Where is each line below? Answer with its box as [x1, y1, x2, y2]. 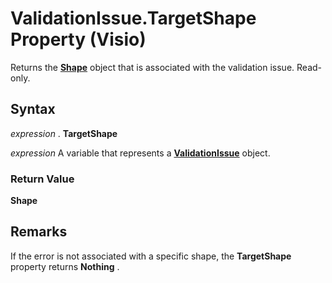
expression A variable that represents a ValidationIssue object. [10, 147, 271, 159]
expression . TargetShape [10, 127, 118, 139]
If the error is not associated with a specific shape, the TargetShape [10, 250, 292, 262]
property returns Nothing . [10, 260, 120, 272]
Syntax [10, 101, 56, 118]
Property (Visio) [10, 28, 147, 51]
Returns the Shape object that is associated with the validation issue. [10, 61, 295, 73]
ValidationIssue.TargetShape [10, 7, 257, 30]
